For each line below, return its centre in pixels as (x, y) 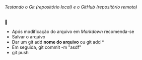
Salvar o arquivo (29, 37)
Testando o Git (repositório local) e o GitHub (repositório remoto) (71, 7)
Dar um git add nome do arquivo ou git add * (58, 42)
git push (20, 53)
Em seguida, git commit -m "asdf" (46, 47)
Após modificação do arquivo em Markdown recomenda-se (73, 31)
